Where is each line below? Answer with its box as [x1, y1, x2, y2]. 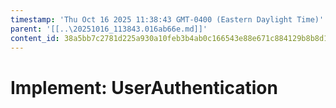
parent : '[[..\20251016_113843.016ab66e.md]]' [10, 24, 208, 34]
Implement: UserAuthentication [10, 76, 278, 99]
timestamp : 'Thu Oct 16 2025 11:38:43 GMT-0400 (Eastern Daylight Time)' [10, 14, 325, 25]
